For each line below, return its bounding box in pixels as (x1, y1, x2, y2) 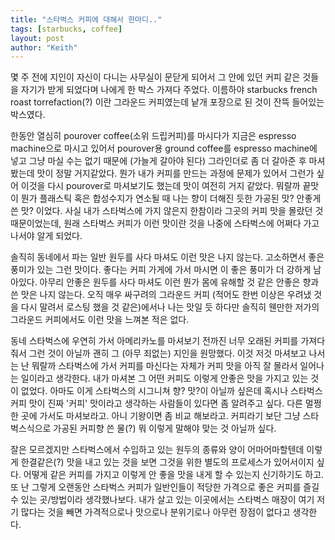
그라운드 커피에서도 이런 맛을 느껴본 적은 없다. (10, 314, 190, 326)
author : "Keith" (10, 42, 78, 53)
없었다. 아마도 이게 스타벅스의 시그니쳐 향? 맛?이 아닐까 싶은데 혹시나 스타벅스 (20, 385, 323, 397)
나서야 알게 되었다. (10, 230, 83, 242)
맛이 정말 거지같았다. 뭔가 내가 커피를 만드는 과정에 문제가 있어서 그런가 (36, 167, 315, 180)
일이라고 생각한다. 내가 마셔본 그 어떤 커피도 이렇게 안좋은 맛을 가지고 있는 (20, 372, 309, 385)
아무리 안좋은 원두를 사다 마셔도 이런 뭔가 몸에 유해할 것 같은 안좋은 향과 (39, 276, 320, 288)
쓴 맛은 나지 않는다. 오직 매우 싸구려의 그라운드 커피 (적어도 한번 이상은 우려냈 (10, 289, 312, 301)
